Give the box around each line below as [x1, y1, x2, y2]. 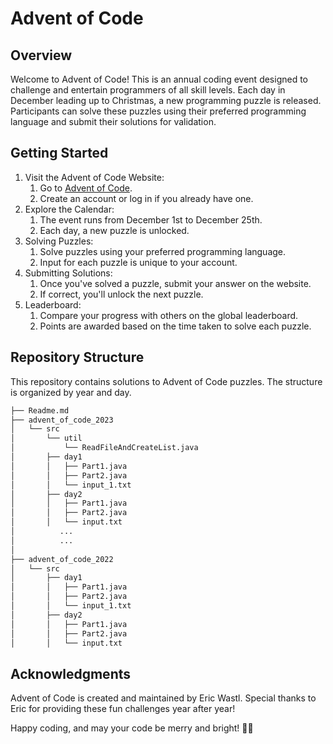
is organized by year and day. [10, 386, 132, 398]
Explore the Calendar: [24, 203, 115, 215]
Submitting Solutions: [24, 267, 113, 279]
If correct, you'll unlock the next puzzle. [39, 288, 204, 300]
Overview [10, 47, 73, 64]
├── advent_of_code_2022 [10, 554, 114, 564]
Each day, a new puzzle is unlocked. [39, 224, 190, 236]
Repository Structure [10, 349, 145, 366]
